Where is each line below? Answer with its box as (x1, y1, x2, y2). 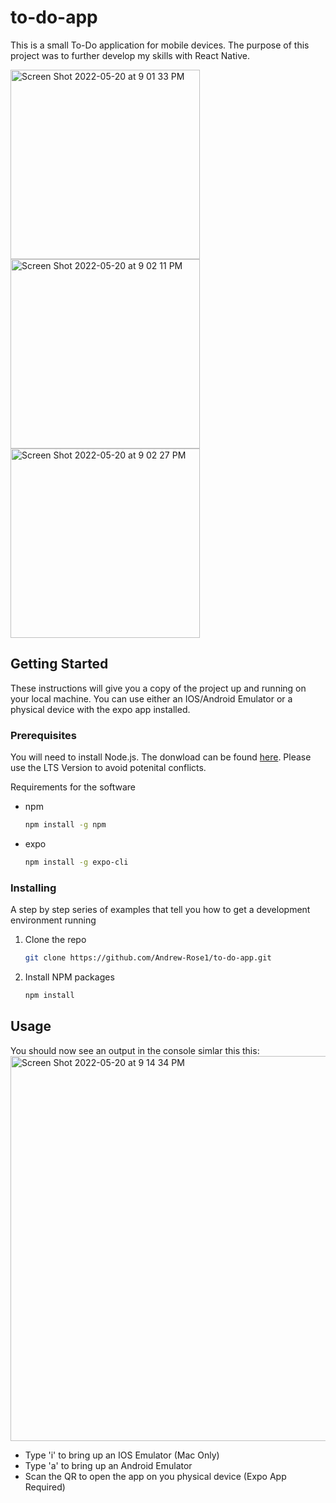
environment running (10, 914, 97, 926)
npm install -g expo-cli (24, 857, 129, 867)
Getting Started (10, 656, 109, 673)
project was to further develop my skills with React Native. (10, 49, 250, 61)
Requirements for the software (10, 781, 136, 793)
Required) (24, 1481, 66, 1493)
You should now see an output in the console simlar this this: (10, 1044, 260, 1056)
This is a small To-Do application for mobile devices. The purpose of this (10, 39, 310, 51)
